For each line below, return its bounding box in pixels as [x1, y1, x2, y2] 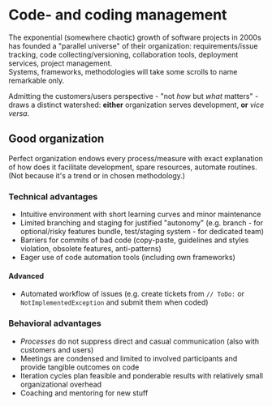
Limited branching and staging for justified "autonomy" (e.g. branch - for [19, 218, 264, 228]
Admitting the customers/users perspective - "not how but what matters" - [8, 91, 259, 100]
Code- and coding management [8, 6, 227, 24]
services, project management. [8, 58, 113, 68]
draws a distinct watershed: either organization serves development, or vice [8, 100, 265, 109]
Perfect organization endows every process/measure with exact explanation [8, 153, 264, 163]
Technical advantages [8, 190, 98, 202]
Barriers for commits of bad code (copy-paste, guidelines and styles [19, 235, 249, 245]
